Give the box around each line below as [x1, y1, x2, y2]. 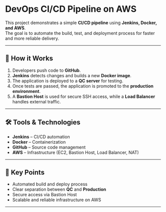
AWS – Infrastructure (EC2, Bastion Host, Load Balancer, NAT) [12, 149, 139, 155]
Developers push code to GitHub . [12, 67, 81, 73]
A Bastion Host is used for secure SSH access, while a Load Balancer [12, 93, 156, 99]
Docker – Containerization [12, 139, 66, 145]
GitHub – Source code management [12, 144, 86, 150]
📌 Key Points [5, 168, 45, 177]
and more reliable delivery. [5, 35, 59, 41]
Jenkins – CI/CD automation [12, 134, 70, 140]
